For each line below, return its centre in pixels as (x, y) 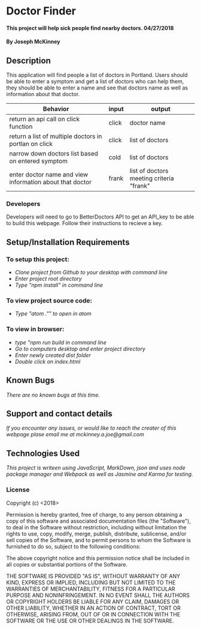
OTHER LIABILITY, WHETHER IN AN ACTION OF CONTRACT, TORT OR (93, 608)
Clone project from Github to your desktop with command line (91, 272)
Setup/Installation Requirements (68, 242)
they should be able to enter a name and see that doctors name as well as (97, 88)
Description (28, 60)
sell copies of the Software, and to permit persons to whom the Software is (99, 540)
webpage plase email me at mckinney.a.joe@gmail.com (75, 435)
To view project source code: (49, 301)
